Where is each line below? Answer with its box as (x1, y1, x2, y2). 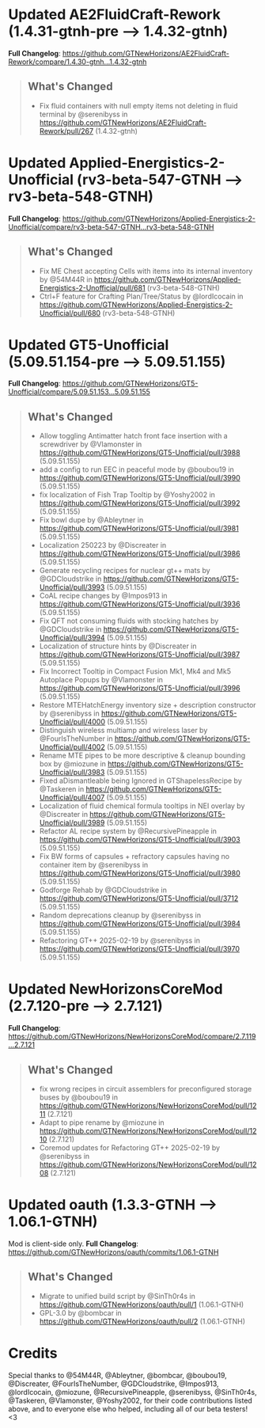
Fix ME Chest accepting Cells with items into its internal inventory (39, 266, 253, 275)
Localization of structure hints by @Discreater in (39, 641, 197, 651)
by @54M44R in (39, 275, 93, 284)
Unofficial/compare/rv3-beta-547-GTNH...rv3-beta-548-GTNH (8, 222, 215, 231)
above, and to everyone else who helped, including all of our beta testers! (8, 1403, 248, 1414)
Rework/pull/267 (39, 126, 93, 135)
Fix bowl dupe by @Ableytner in (39, 515, 144, 525)
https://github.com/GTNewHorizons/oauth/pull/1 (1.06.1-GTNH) (39, 1300, 244, 1309)
